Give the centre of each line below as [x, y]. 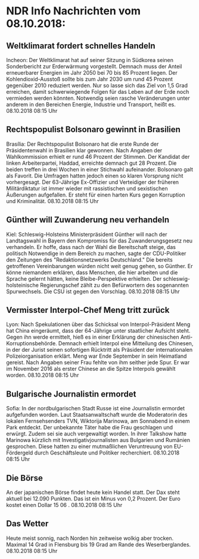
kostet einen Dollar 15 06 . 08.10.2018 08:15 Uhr [64, 505]
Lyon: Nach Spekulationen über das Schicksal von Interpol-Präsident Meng [98, 324]
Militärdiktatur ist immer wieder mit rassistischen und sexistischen [87, 188]
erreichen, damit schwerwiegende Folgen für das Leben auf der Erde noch [98, 92]
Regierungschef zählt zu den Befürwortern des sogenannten [114, 285]
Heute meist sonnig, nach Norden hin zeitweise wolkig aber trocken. [90, 538]
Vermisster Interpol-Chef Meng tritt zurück [88, 310]
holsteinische [22, 285]
